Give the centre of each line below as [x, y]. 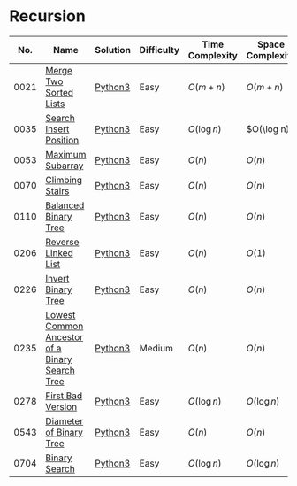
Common [65, 326]
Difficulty [159, 50]
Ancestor [65, 336]
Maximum [66, 154]
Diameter [65, 420]
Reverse [62, 242]
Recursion [47, 16]
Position [62, 140]
